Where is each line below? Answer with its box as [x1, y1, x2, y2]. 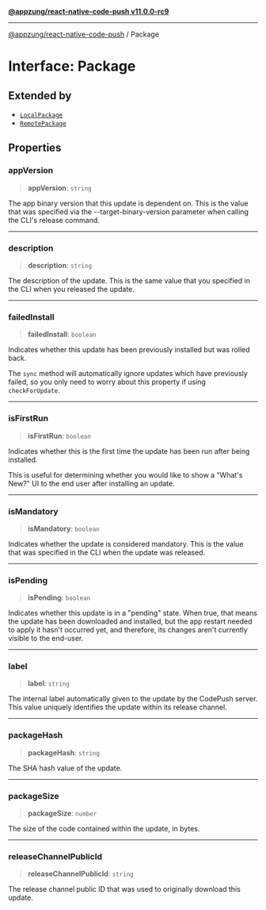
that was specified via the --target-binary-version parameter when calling [8, 206, 249, 217]
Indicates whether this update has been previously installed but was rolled [8, 345, 251, 355]
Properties [8, 141, 62, 155]
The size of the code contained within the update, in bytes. [8, 824, 200, 834]
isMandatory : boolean [27, 524, 101, 533]
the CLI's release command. [8, 215, 101, 225]
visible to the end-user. [8, 634, 84, 643]
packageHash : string [27, 747, 101, 757]
